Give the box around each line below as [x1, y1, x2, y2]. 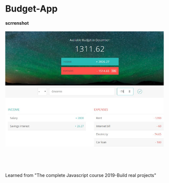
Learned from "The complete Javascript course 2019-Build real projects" [5, 172, 156, 178]
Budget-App [5, 3, 58, 15]
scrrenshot [5, 20, 29, 26]
